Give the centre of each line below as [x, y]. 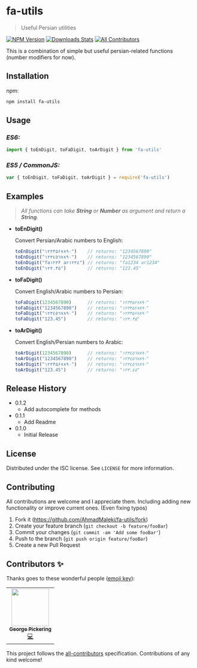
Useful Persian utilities [49, 28]
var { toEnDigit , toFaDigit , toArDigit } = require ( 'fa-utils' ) [88, 178]
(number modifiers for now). [41, 57]
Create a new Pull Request [48, 545]
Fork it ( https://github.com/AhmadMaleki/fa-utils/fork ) [81, 520]
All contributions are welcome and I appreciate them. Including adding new [99, 502]
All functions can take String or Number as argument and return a [103, 211]
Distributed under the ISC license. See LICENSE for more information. [90, 468]
